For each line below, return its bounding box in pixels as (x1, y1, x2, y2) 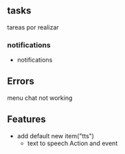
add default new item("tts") (16, 131, 95, 140)
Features (7, 114, 46, 125)
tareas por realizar (7, 23, 60, 31)
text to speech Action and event (27, 139, 118, 147)
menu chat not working (7, 94, 73, 102)
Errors (7, 75, 34, 87)
